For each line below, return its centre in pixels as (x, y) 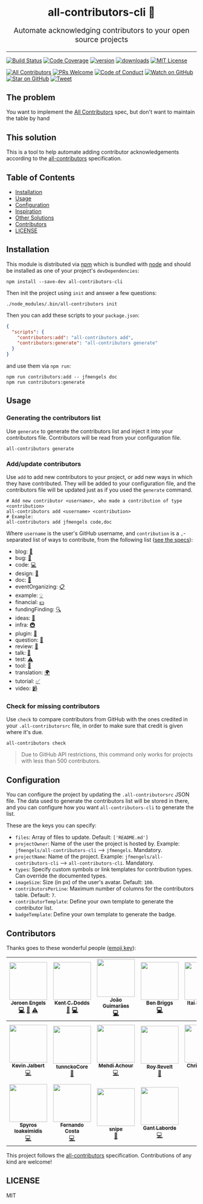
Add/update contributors (44, 464)
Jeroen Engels (28, 1003)
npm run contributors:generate (46, 382)
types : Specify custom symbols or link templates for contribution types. (104, 870)
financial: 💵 (29, 602)
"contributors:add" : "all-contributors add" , (76, 337)
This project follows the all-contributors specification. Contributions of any (99, 1155)
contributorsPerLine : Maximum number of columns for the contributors (104, 889)
